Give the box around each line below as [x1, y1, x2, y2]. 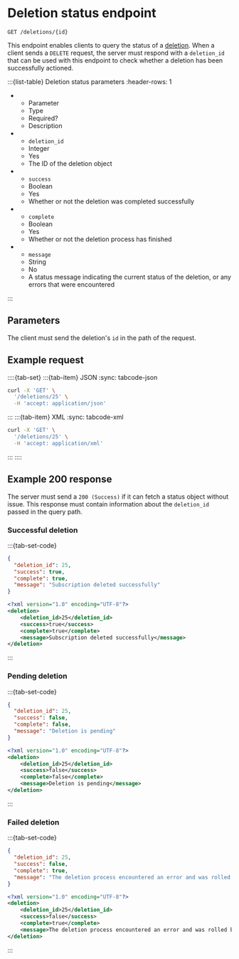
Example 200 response [7, 473, 112, 485]
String [28, 258, 46, 266]
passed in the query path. [7, 507, 83, 516]
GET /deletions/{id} [7, 28, 69, 36]
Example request [7, 354, 84, 366]
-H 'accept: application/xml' [14, 440, 103, 447]
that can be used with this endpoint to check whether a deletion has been [7, 55, 223, 65]
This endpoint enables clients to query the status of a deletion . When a [7, 41, 215, 49]
